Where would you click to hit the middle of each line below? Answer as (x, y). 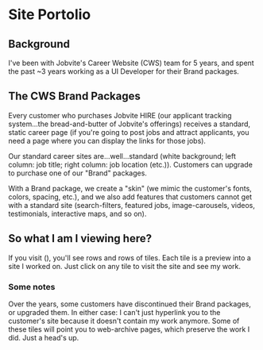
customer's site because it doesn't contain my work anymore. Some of (124, 321)
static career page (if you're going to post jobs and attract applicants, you (129, 132)
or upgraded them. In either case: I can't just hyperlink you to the (114, 312)
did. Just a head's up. (44, 337)
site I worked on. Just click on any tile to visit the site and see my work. (124, 266)
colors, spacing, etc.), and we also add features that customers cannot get (130, 197)
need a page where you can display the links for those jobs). (107, 140)
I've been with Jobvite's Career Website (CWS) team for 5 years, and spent (131, 63)
